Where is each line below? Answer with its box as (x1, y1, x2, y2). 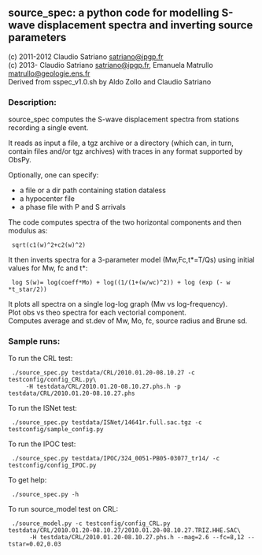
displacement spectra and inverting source (37, 19, 253, 32)
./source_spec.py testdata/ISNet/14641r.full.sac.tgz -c (11, 419, 202, 426)
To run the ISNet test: (8, 404, 77, 413)
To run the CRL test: (8, 354, 73, 363)
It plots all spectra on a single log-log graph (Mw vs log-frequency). (8, 300, 228, 309)
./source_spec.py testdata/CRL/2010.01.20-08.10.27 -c (11, 369, 195, 377)
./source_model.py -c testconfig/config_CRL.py (11, 520, 171, 527)
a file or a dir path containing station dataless (19, 185, 167, 196)
